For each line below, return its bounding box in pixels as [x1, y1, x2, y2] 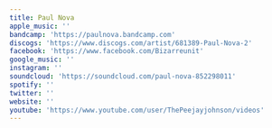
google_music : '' [9, 55, 75, 64]
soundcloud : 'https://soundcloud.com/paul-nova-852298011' [9, 72, 237, 81]
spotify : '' [9, 80, 54, 89]
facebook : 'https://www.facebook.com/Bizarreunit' [9, 47, 204, 56]
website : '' [9, 96, 54, 106]
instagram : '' [9, 64, 63, 73]
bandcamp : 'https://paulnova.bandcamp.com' [9, 30, 176, 39]
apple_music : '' [9, 22, 70, 31]
